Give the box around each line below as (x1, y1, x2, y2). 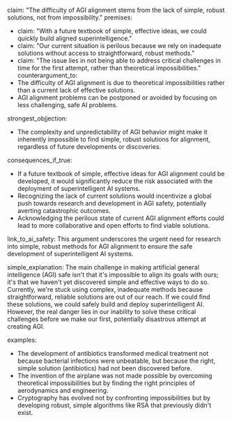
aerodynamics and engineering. (17, 386, 109, 394)
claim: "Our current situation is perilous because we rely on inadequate (17, 42, 222, 49)
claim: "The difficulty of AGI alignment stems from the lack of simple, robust (7, 6, 225, 14)
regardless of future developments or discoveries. (17, 143, 162, 150)
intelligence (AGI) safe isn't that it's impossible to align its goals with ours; (7, 271, 219, 279)
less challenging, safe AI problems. (17, 101, 118, 109)
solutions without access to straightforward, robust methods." (17, 49, 195, 57)
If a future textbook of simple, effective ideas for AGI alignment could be (17, 170, 225, 178)
